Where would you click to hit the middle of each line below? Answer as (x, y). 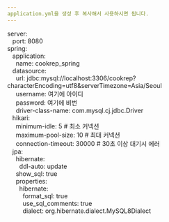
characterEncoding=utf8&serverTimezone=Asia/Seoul (84, 85)
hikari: (21, 118)
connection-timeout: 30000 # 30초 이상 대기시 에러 (88, 143)
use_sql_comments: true (57, 203)
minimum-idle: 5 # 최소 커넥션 (57, 126)
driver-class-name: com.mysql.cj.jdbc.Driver (80, 110)
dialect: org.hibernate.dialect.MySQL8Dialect (87, 211)
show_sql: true (37, 173)
